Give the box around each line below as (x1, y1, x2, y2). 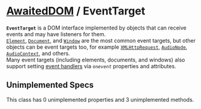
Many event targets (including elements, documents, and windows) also (6, 56, 185, 63)
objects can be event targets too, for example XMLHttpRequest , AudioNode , (6, 43, 188, 51)
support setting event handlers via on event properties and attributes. (6, 62, 176, 70)
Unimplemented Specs (6, 80, 94, 90)
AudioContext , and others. (6, 49, 71, 57)
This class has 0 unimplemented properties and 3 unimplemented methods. (6, 96, 194, 103)
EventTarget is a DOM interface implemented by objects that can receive (6, 24, 187, 31)
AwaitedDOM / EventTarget (6, 4, 145, 18)
